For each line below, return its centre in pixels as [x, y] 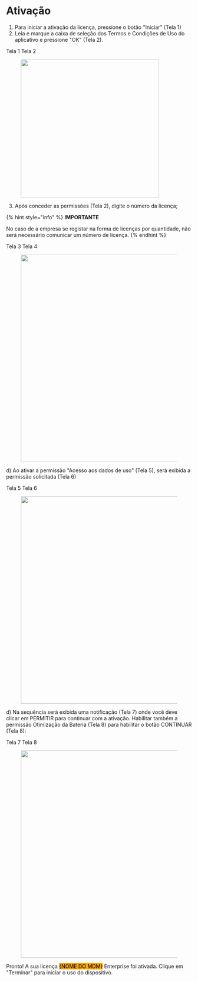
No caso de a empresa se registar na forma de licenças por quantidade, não [99, 229]
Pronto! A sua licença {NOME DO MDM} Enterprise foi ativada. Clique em [95, 966]
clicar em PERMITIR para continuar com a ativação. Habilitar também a [92, 718]
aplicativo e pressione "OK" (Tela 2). [59, 39]
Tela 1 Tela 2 [21, 51]
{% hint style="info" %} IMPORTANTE [52, 217]
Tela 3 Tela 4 [22, 246]
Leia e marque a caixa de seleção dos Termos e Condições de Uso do [100, 33]
